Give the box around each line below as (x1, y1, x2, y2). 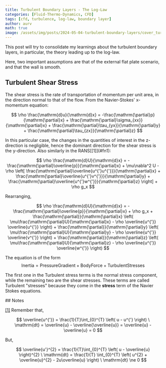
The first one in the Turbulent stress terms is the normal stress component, (5, 272, 158, 278)
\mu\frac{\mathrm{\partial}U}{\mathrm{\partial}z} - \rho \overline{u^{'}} (9, 240, 157, 245)
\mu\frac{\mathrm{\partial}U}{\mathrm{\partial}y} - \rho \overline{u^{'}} (9, 229, 157, 235)
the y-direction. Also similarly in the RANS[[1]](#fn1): (5, 147, 111, 154)
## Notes (5, 297, 24, 303)
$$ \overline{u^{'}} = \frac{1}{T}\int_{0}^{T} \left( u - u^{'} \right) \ (16, 316, 150, 322)
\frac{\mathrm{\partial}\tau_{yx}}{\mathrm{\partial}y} (52, 122, 161, 128)
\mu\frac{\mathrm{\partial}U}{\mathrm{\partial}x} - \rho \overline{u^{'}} (9, 219, 157, 225)
